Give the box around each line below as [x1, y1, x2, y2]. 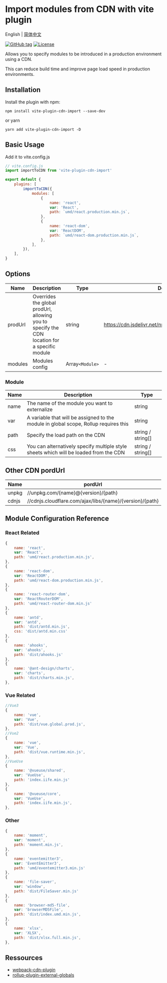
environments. [5, 71, 35, 77]
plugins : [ [14, 182, 37, 187]
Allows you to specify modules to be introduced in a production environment [5, 51, 162, 57]
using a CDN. [5, 56, 32, 62]
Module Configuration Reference [5, 514, 109, 523]
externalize [26, 406, 53, 413]
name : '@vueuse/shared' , [14, 768, 66, 773]
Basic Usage [5, 141, 45, 149]
